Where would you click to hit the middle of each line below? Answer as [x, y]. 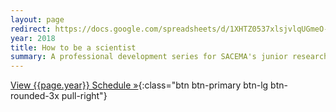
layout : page [37, 19]
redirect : [31, 29]
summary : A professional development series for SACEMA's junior [149, 57]
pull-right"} [84, 96]
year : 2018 [33, 38]
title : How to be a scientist [73, 47]
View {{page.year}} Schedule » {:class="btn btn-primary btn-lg [139, 85]
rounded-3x [35, 96]
